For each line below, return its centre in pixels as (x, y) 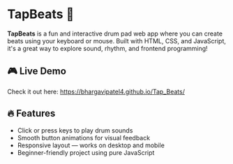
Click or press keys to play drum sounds (75, 130)
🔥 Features (31, 113)
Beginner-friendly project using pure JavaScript (86, 152)
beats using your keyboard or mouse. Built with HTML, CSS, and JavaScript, (117, 40)
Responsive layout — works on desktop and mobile (91, 145)
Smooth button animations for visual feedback (84, 137)
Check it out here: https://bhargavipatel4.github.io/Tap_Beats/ (96, 91)
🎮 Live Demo (37, 72)
